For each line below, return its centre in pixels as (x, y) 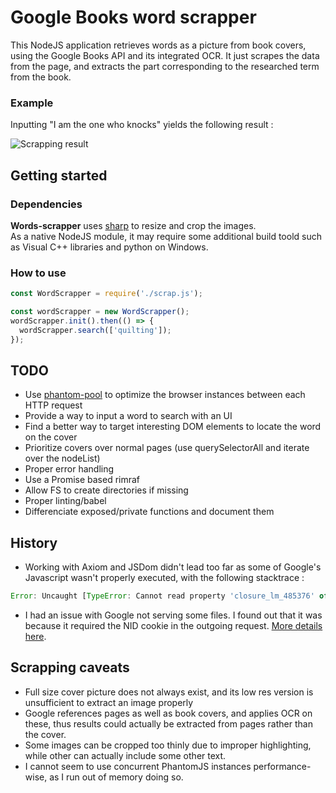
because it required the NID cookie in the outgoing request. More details (173, 626)
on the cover (51, 437)
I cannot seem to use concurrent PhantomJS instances (138, 766)
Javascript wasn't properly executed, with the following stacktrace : (164, 578)
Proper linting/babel (65, 501)
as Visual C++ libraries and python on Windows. (109, 247)
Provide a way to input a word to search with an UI (128, 416)
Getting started (59, 175)
